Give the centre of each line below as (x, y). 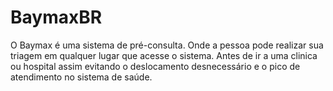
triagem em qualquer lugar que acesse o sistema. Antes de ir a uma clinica (164, 55)
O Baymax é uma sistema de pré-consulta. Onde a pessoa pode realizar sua (167, 45)
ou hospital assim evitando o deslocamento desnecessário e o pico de (155, 66)
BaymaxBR (56, 17)
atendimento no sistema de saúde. (81, 77)
